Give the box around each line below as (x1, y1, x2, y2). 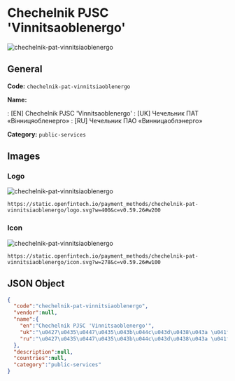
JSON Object (7, 278, 65, 290)
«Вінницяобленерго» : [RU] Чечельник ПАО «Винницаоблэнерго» (7, 116, 203, 125)
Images (7, 151, 41, 162)
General (7, 63, 43, 75)
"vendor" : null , (13, 310, 58, 317)
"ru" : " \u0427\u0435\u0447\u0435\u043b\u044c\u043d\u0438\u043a (20, 335, 208, 342)
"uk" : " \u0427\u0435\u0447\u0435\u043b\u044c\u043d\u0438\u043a (20, 328, 208, 335)
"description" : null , (13, 348, 73, 355)
